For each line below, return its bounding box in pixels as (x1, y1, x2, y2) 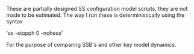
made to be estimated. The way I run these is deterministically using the (6, 11, 185, 19)
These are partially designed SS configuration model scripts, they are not (6, 5, 188, 12)
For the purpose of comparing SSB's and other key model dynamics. (6, 41, 177, 48)
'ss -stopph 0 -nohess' (6, 29, 63, 37)
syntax (6, 18, 23, 25)
